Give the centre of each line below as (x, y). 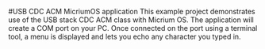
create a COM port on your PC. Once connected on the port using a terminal (133, 28)
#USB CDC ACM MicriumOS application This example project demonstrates (132, 11)
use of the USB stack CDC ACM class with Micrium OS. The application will (131, 20)
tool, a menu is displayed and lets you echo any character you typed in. (125, 36)
